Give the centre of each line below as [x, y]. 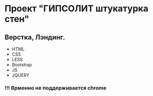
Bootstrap [22, 65]
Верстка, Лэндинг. [35, 37]
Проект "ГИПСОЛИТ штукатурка [76, 9]
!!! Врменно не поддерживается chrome [56, 88]
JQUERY [21, 75]
